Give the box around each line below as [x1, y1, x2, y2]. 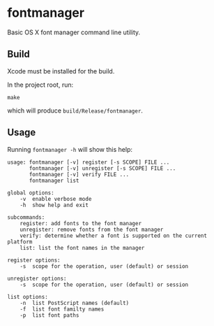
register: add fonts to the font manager [20, 220, 142, 227]
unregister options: [7, 275, 68, 282]
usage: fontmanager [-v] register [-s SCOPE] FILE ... [7, 159, 170, 166]
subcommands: [7, 213, 45, 221]
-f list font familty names [20, 306, 105, 313]
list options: [7, 293, 49, 300]
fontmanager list [29, 177, 79, 184]
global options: [7, 189, 54, 197]
